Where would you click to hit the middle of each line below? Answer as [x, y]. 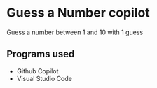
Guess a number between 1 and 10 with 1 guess [75, 32]
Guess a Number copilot [78, 13]
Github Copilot [37, 71]
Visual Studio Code [45, 78]
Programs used [41, 54]
